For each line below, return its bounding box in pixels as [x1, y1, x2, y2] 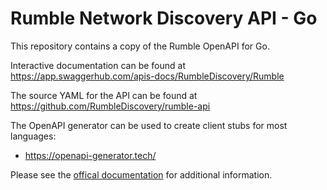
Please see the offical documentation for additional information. [10, 168, 273, 181]
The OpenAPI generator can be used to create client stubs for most [10, 119, 288, 131]
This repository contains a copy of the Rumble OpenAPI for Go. [10, 40, 270, 52]
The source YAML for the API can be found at [10, 89, 198, 101]
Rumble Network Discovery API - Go [10, 7, 318, 30]
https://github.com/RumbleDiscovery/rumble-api [10, 100, 211, 112]
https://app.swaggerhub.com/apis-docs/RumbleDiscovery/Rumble [10, 70, 285, 82]
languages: [10, 130, 57, 142]
